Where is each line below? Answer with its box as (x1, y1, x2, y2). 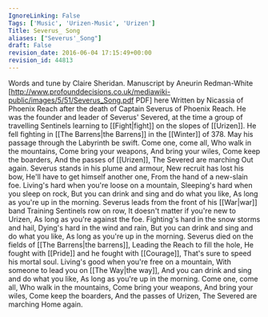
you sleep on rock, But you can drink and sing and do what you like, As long (8, 189, 258, 199)
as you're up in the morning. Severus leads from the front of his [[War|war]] (8, 197, 258, 207)
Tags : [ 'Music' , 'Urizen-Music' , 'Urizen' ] (8, 19, 156, 27)
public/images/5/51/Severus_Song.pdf (8, 95, 134, 105)
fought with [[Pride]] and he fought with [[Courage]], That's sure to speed (8, 248, 252, 258)
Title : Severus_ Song (8, 26, 81, 34)
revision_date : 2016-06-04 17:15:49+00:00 (8, 49, 152, 57)
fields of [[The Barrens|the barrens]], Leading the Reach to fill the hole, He (8, 239, 254, 249)
